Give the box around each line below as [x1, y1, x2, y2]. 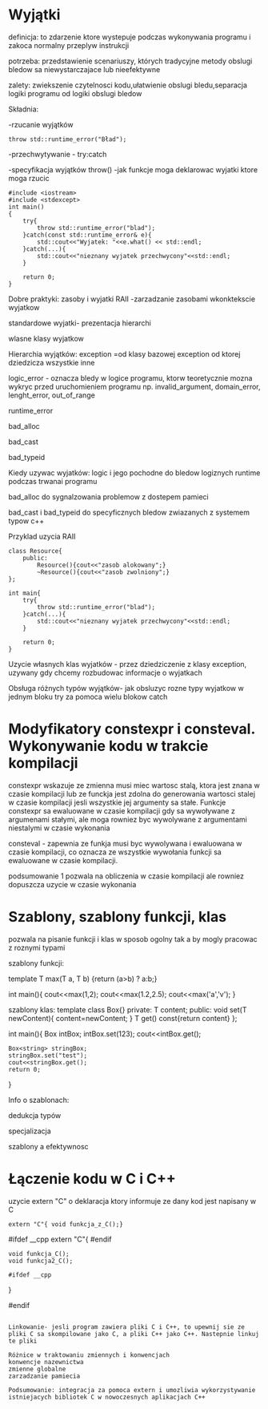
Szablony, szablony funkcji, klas [8, 908, 226, 927]
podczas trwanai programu [8, 476, 98, 486]
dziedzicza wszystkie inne [8, 357, 95, 367]
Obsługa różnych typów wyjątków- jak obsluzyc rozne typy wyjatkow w [8, 683, 244, 692]
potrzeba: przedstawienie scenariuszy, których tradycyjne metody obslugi [8, 56, 253, 66]
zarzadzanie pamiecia [8, 1372, 81, 1380]
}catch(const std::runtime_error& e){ [22, 231, 152, 239]
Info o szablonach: [8, 1095, 70, 1104]
